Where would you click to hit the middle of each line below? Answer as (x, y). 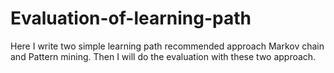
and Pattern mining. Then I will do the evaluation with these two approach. (163, 56)
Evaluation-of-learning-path (131, 18)
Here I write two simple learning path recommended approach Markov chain (167, 46)
